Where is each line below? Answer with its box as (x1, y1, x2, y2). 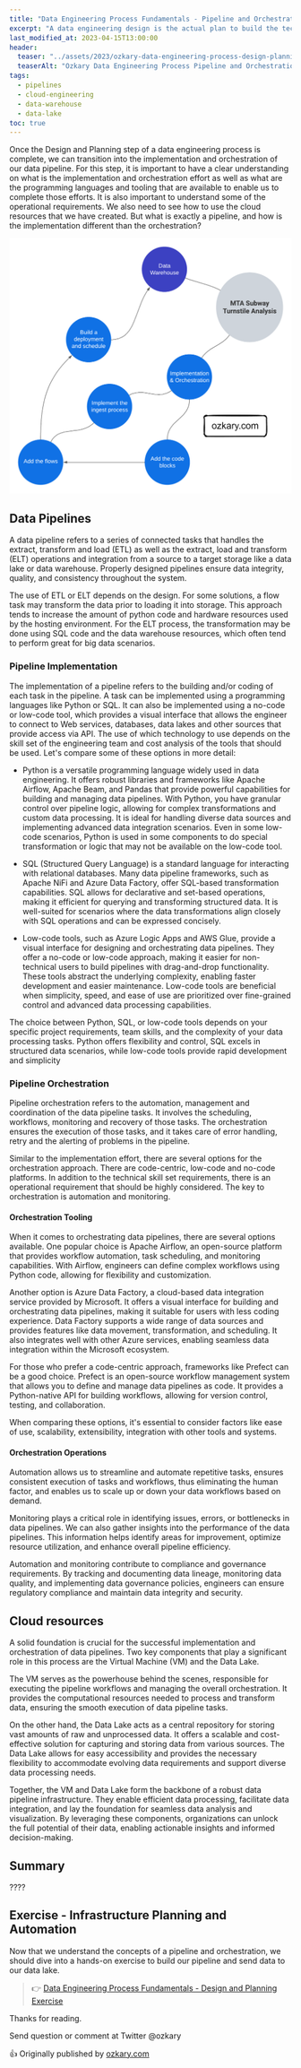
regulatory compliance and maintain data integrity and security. (9, 1588, 244, 1598)
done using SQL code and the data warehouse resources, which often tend (9, 628, 287, 639)
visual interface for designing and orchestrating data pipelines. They (21, 942, 275, 953)
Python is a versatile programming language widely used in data (21, 765, 260, 775)
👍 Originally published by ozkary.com (9, 2048, 150, 2059)
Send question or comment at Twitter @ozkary (9, 2030, 182, 2041)
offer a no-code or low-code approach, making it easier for (21, 951, 241, 963)
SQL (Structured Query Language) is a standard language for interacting (21, 858, 289, 869)
